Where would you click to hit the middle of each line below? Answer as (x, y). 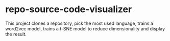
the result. (16, 34)
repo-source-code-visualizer (69, 9)
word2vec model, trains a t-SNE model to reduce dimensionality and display (85, 28)
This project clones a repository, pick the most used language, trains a (79, 23)
